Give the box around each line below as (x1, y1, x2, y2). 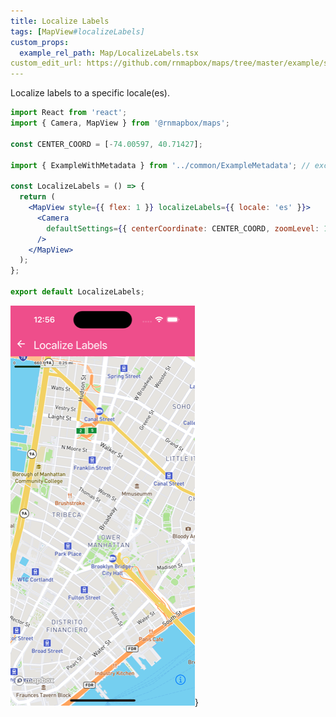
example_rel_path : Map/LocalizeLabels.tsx (19, 48, 199, 58)
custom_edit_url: (10, 58, 83, 69)
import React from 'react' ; (10, 108, 128, 118)
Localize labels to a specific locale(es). (10, 87, 170, 99)
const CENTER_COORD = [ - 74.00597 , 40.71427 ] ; (10, 139, 203, 149)
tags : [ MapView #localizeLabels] (10, 26, 145, 37)
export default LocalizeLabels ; (10, 287, 145, 297)
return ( (19, 192, 56, 202)
